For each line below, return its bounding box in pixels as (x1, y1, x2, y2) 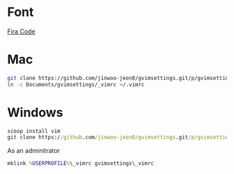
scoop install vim (7, 127, 61, 134)
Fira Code (7, 27, 36, 35)
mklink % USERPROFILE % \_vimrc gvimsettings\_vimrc (7, 160, 155, 167)
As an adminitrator (7, 147, 61, 155)
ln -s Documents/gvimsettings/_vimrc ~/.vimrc (7, 81, 145, 88)
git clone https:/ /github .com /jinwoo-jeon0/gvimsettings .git (7, 134, 189, 141)
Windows (7, 104, 63, 120)
